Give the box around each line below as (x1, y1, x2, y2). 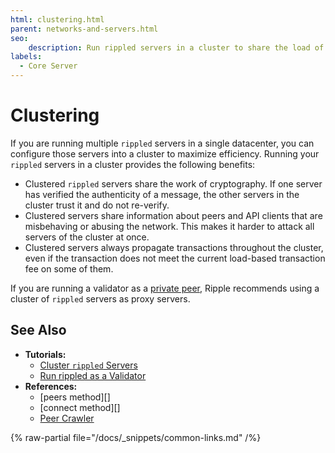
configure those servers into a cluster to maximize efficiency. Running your (10, 147, 320, 160)
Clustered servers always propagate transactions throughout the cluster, (24, 241, 324, 253)
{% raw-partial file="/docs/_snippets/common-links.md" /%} (10, 431, 262, 443)
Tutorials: (24, 348, 67, 360)
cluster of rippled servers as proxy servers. (10, 292, 191, 305)
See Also (10, 322, 67, 339)
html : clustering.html (10, 14, 105, 25)
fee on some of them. (24, 262, 114, 275)
